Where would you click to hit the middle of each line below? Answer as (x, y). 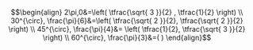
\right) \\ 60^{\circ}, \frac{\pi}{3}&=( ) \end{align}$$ (127, 37)
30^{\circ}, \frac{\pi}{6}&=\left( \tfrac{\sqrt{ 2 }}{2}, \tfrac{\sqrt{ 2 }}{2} (127, 21)
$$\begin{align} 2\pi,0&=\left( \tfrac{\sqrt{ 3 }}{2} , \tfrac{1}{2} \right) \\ (127, 12)
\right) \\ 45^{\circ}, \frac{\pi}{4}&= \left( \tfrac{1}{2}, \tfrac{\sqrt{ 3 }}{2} (127, 29)
